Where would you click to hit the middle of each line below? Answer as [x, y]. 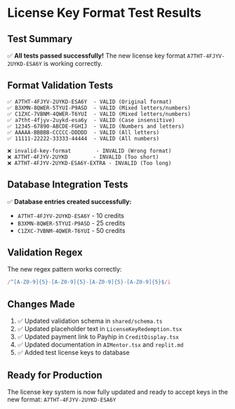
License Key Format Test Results [105, 13]
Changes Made [41, 304]
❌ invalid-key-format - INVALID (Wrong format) [89, 151]
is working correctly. [73, 63]
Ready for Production [55, 375]
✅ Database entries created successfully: [69, 201]
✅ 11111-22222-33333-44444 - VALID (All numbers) [83, 138]
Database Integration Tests [68, 185]
